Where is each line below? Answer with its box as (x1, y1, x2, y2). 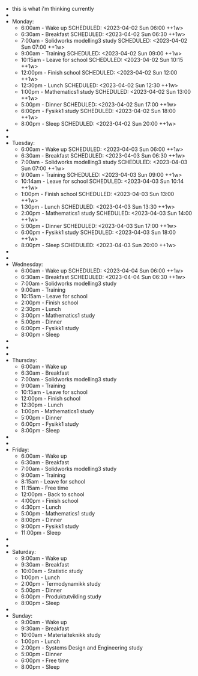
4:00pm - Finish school (20, 497, 79, 504)
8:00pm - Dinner (20, 517, 62, 523)
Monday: (11, 18, 34, 25)
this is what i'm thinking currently (11, 5, 94, 12)
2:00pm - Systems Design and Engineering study (20, 644, 143, 651)
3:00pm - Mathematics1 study (20, 312, 95, 319)
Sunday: (11, 612, 33, 619)
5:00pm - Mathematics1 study (20, 510, 95, 517)
